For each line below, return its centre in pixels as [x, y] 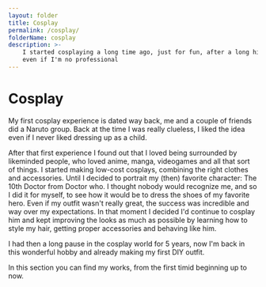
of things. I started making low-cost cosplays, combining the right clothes [128, 169]
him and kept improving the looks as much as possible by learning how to [128, 220]
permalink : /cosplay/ [44, 30]
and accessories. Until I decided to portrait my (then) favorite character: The [133, 178]
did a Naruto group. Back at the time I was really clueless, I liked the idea [127, 129]
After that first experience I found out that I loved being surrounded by [123, 153]
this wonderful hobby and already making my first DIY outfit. [106, 252]
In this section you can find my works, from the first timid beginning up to [128, 267]
